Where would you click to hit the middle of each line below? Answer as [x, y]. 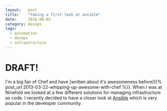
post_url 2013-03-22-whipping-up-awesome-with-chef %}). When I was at [84, 87]
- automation [24, 33]
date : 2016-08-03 [28, 19]
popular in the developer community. [44, 103]
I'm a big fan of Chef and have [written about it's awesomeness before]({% [83, 82]
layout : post [21, 10]
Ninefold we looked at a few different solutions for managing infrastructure [83, 92]
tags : [11, 29]
